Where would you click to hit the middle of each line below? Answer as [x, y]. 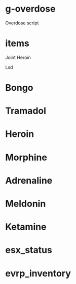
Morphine [26, 157]
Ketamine [26, 227]
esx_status [29, 250]
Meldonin [26, 204]
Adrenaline [29, 180]
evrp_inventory [38, 273]
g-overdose [30, 9]
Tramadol [26, 111]
